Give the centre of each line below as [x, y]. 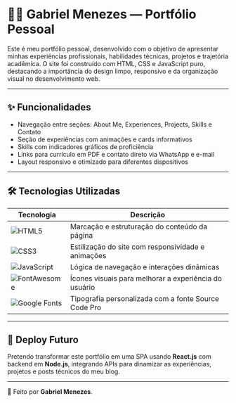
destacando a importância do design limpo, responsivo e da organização [113, 71]
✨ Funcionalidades [49, 107]
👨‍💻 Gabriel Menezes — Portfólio [102, 14]
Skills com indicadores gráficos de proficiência [85, 146]
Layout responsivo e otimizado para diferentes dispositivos [103, 162]
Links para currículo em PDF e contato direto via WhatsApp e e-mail [116, 154]
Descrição [148, 215]
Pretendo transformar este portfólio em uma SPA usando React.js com [110, 357]
